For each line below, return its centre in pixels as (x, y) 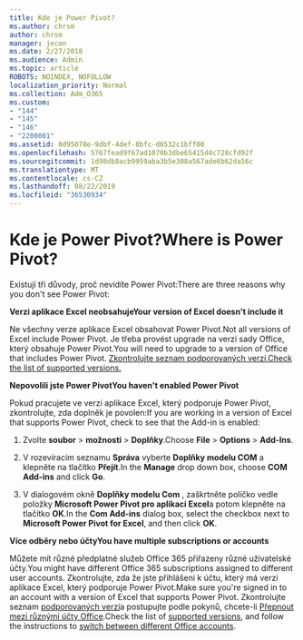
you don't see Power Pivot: (60, 294)
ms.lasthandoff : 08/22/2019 (63, 187)
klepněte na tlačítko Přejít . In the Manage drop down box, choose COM (155, 467)
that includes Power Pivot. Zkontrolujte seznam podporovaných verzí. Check (151, 358)
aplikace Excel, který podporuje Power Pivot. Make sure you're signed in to (148, 587)
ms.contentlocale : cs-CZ (56, 178)
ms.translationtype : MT (54, 170)
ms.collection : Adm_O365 (56, 94)
